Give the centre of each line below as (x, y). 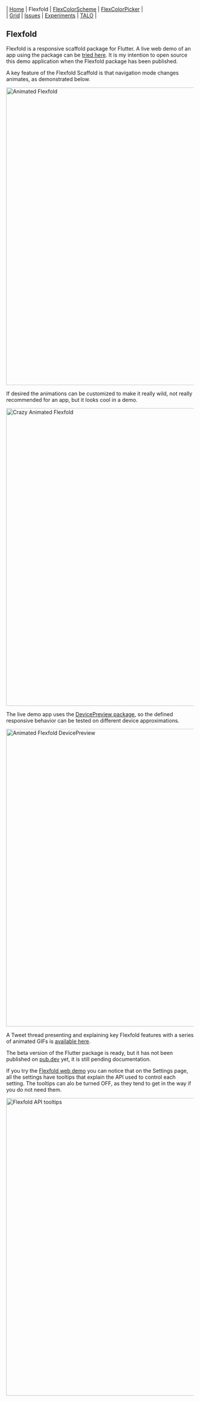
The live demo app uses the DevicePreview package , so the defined (90, 714)
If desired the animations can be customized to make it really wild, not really (99, 394)
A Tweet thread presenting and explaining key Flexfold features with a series (100, 1035)
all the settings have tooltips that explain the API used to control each (91, 1077)
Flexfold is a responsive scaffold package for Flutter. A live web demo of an (99, 48)
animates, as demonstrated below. (48, 79)
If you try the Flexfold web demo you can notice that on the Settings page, (97, 1070)
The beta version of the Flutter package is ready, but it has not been (90, 1053)
